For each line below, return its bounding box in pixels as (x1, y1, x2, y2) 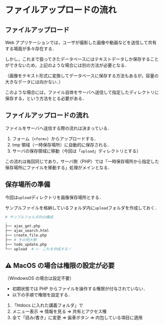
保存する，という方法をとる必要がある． (5, 95, 87, 101)
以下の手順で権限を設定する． (12, 292, 72, 298)
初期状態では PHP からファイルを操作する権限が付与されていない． (12, 286, 148, 292)
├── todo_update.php (5, 242, 47, 247)
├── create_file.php (5, 233, 47, 238)
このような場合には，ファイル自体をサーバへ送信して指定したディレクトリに (5, 89, 159, 95)
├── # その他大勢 (5, 237, 37, 242)
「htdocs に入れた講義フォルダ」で (12, 302, 83, 308)
